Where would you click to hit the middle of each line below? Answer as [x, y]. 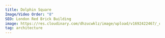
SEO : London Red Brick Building [38, 19]
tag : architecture [24, 28]
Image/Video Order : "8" [29, 14]
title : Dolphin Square [28, 10]
